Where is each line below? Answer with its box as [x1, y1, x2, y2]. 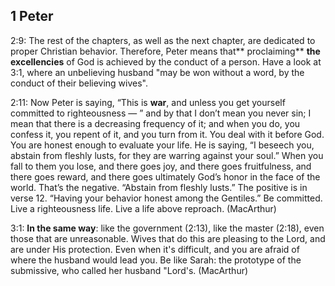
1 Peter [10, 8, 54, 25]
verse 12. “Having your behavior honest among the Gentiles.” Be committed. [10, 192, 323, 204]
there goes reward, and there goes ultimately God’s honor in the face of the [10, 170, 321, 183]
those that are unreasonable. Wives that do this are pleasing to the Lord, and [10, 232, 326, 244]
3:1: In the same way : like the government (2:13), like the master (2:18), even [10, 222, 325, 234]
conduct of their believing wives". [10, 77, 149, 89]
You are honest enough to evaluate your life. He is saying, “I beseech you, [10, 139, 315, 151]
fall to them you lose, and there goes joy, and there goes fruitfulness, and [10, 160, 312, 172]
